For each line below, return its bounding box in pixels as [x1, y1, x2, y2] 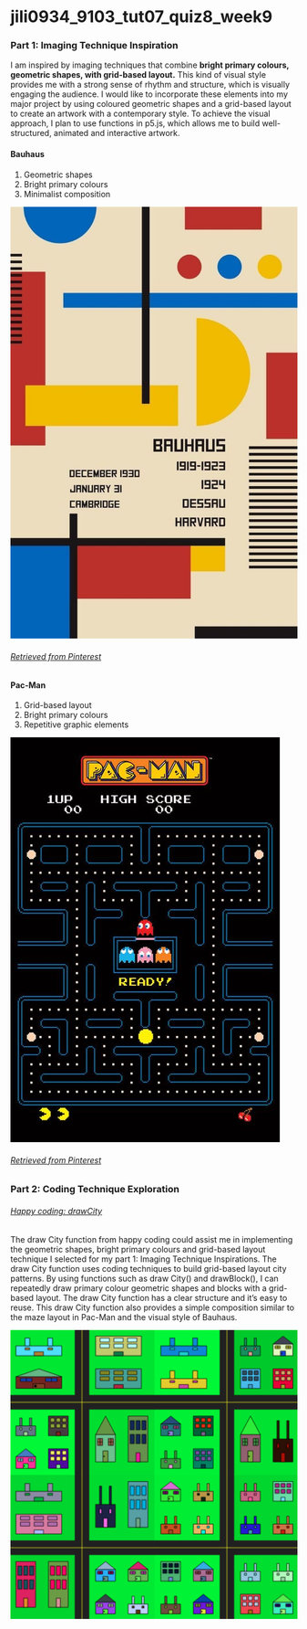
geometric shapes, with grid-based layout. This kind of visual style [10, 69, 267, 80]
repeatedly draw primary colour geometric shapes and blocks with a [10, 1282, 267, 1294]
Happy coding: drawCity [10, 1206, 103, 1217]
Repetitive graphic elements [23, 719, 129, 730]
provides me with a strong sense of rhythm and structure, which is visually [10, 79, 291, 90]
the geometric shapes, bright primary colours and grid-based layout [10, 1243, 266, 1254]
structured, [10, 128, 53, 139]
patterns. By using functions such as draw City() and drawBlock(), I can [10, 1273, 279, 1284]
